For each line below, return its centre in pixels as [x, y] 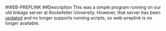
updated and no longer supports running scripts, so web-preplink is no [79, 18]
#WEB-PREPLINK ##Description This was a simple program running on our [83, 7]
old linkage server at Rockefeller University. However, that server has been [83, 12]
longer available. [22, 23]
